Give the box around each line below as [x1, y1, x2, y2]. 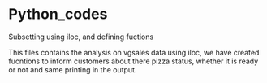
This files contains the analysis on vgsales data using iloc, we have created [8, 47, 260, 57]
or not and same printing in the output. [8, 64, 137, 74]
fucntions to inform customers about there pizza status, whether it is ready [8, 56, 259, 66]
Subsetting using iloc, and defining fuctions [8, 32, 154, 41]
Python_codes [8, 5, 108, 24]
